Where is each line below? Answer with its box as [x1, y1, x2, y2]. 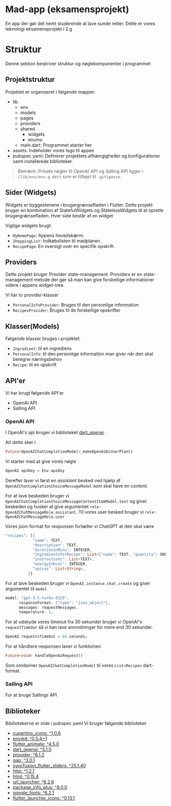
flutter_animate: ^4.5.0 [12, 741, 60, 747]
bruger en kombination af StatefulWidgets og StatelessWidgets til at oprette [5, 207, 164, 213]
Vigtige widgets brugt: [5, 223, 52, 229]
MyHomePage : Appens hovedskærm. [12, 232, 85, 238]
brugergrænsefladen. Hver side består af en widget [5, 212, 113, 218]
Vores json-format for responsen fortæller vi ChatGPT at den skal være [5, 523, 154, 529]
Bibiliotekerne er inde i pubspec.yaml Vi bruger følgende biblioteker [5, 720, 147, 727]
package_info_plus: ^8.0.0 [12, 784, 68, 790]
